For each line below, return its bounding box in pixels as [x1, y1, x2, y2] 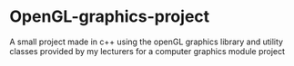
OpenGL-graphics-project [9, 6, 210, 27]
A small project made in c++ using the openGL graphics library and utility [9, 36, 284, 47]
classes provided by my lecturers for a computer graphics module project [9, 45, 285, 56]
